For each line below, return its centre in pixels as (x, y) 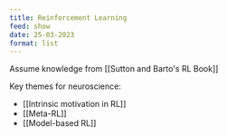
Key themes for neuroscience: (66, 86)
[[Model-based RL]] (59, 123)
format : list (34, 43)
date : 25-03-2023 (42, 34)
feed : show (30, 26)
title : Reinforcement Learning (68, 18)
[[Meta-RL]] (44, 113)
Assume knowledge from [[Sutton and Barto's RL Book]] (114, 69)
